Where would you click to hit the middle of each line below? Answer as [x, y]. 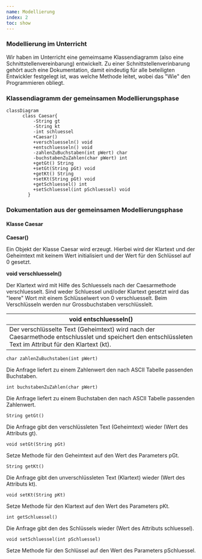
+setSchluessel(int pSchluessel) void [81, 189]
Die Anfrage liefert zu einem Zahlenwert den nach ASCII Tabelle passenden [100, 370]
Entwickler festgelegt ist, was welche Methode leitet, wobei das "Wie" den [98, 76]
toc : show [19, 23]
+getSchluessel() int [60, 184]
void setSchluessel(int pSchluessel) [54, 539]
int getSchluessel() [32, 518]
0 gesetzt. [19, 262]
